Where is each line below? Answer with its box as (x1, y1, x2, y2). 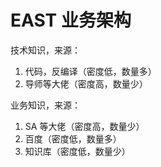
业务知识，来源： (10, 99, 81, 111)
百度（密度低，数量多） (24, 132, 122, 145)
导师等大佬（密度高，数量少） (24, 77, 148, 90)
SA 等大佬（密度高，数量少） (24, 120, 145, 132)
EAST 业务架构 (10, 9, 132, 32)
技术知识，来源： (10, 44, 81, 56)
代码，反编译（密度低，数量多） (24, 65, 157, 77)
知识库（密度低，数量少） (24, 145, 131, 157)
